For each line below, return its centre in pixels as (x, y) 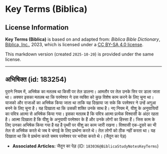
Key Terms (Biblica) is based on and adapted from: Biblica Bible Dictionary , (83, 39)
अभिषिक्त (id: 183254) (36, 79)
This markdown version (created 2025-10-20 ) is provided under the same (80, 54)
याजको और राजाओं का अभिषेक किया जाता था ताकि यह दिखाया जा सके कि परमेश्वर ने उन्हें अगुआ (81, 103)
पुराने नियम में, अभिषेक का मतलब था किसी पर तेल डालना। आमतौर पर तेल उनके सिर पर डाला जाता (83, 91)
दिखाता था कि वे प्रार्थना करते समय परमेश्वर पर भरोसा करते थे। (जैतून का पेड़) (66, 136)
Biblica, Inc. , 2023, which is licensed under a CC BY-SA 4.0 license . (74, 45)
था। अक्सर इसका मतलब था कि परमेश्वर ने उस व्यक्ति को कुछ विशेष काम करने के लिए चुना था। (80, 97)
